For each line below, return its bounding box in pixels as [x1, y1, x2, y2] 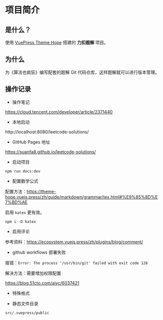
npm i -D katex [5, 219, 36, 224]
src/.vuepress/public [5, 310, 50, 315]
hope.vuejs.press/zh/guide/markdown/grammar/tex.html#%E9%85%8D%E [5, 194, 158, 200]
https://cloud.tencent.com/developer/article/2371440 [5, 109, 113, 115]
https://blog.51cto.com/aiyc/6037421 [5, 280, 80, 286]
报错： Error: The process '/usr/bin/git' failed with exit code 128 [5, 260, 148, 265]
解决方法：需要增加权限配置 [5, 270, 61, 276]
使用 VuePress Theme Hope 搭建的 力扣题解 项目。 [5, 40, 109, 45]
